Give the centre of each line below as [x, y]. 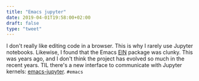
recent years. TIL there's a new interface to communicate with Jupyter [94, 65]
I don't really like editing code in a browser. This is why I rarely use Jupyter [99, 46]
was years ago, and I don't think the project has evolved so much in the [96, 59]
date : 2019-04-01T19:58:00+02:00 [49, 18]
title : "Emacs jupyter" [36, 12]
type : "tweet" [24, 29]
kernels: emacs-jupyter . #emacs [45, 72]
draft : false [23, 23]
